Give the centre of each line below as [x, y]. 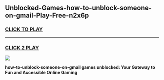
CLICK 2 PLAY [22, 48]
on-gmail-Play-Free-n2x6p [47, 16]
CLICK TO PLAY [24, 30]
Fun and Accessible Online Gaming [41, 72]
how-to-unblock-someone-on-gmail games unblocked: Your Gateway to [80, 67]
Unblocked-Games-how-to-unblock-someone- [79, 8]
